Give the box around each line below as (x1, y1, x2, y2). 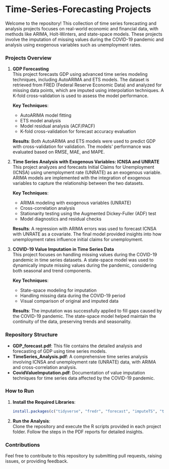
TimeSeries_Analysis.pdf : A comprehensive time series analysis (12, 353, 148, 359)
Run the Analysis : (12, 418, 50, 424)
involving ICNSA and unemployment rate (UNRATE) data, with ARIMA (12, 359, 156, 365)
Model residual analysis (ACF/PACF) (20, 123, 95, 129)
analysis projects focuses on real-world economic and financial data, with (5, 25, 159, 31)
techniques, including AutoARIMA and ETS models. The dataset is (12, 77, 150, 83)
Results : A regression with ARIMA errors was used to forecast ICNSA (12, 226, 157, 232)
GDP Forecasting (12, 66, 49, 72)
